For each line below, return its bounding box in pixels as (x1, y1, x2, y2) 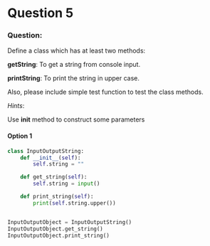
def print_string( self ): (20, 193, 94, 200)
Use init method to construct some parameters (7, 115, 145, 124)
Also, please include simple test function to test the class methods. (7, 87, 204, 97)
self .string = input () (33, 180, 100, 188)
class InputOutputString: (7, 147, 84, 154)
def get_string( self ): (20, 173, 88, 181)
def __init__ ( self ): (20, 154, 81, 161)
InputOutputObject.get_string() (7, 225, 103, 232)
